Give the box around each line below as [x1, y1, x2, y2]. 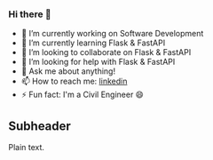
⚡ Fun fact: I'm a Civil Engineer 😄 [20, 89, 144, 100]
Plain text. [8, 142, 45, 153]
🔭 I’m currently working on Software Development [20, 28, 204, 39]
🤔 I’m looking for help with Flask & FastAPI [20, 57, 176, 68]
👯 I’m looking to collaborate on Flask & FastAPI [20, 47, 192, 58]
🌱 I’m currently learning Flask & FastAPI [20, 37, 166, 48]
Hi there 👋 [8, 8, 52, 20]
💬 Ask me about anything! [20, 66, 116, 76]
